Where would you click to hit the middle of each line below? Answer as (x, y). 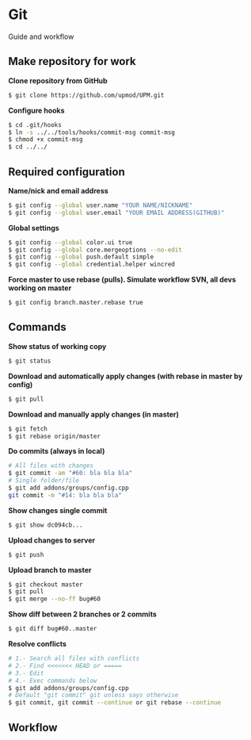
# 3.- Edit (26, 673)
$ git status (30, 361)
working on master (40, 288)
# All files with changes (51, 466)
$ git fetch (28, 429)
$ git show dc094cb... (46, 525)
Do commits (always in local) (57, 451)
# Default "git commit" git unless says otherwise (93, 696)
